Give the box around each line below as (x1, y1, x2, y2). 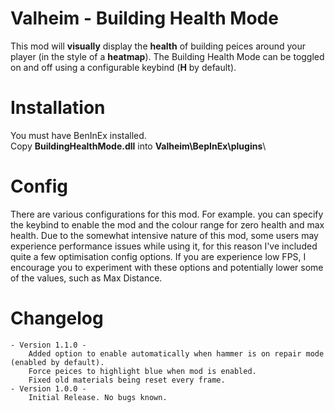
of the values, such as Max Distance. (10, 272, 163, 284)
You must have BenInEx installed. (10, 129, 147, 141)
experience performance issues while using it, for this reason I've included (10, 240, 318, 252)
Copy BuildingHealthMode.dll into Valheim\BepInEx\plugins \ (10, 140, 267, 152)
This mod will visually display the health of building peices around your (10, 40, 307, 52)
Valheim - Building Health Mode (10, 7, 279, 30)
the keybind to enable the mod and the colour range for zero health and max (10, 218, 325, 231)
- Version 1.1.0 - (10, 340, 87, 350)
